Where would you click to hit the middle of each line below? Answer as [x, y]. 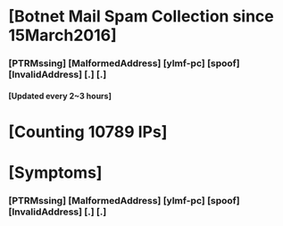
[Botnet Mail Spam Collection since [141, 17]
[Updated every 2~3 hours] [60, 96]
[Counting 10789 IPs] [88, 132]
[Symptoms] [55, 173]
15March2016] [62, 35]
